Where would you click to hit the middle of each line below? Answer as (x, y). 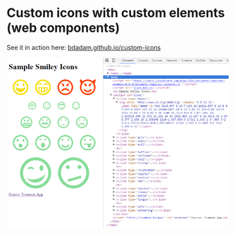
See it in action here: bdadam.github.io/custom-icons (84, 47)
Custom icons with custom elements (116, 13)
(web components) (63, 28)
